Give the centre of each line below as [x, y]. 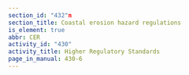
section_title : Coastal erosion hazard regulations [94, 23]
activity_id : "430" [40, 45]
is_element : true [37, 30]
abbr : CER [24, 37]
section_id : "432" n [40, 15]
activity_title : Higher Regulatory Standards [84, 52]
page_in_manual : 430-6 [45, 59]
